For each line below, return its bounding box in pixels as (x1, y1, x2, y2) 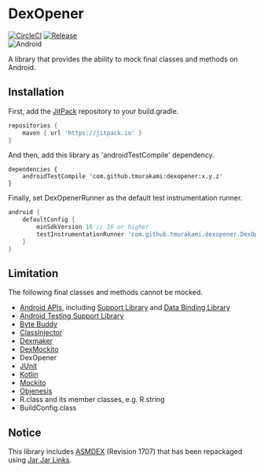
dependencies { (8, 166, 58, 174)
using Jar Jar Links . (8, 455, 72, 465)
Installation (8, 86, 64, 99)
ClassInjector (19, 328, 63, 337)
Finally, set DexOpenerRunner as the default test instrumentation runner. (8, 194, 243, 203)
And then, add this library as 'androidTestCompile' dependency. (8, 150, 214, 160)
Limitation (8, 267, 59, 280)
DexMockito (19, 345, 59, 354)
